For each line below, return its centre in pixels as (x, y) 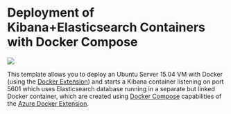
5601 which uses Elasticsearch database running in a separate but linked (111, 88)
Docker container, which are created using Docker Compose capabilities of (114, 96)
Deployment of (51, 13)
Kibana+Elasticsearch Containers (106, 27)
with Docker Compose (72, 42)
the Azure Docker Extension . (48, 103)
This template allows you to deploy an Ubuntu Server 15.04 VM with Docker (115, 74)
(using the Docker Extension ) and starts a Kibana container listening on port (115, 82)
